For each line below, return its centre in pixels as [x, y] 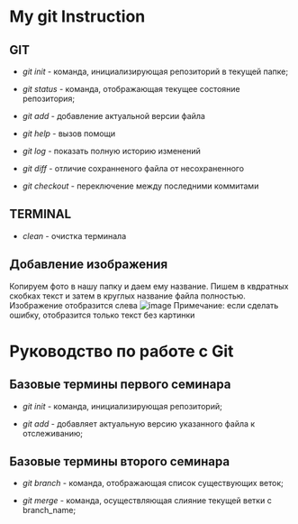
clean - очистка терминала [74, 235]
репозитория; [48, 98]
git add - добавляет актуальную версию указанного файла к [139, 423]
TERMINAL [41, 214]
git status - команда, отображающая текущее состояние [131, 89]
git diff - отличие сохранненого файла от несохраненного [133, 168]
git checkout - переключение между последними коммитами [140, 186]
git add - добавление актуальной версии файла [113, 116]
